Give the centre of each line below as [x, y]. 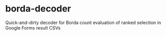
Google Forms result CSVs [33, 27]
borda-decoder [38, 9]
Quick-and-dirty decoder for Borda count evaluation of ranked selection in [83, 22]
